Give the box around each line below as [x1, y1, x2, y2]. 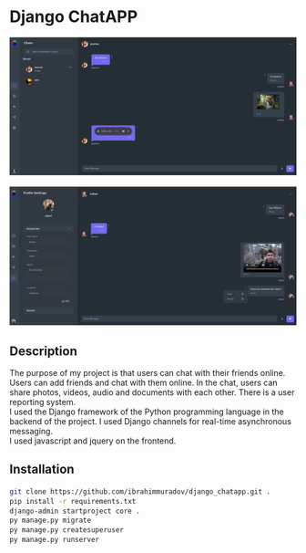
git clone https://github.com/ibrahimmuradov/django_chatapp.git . [9, 486, 271, 496]
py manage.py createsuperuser [9, 526, 125, 535]
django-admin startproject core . [9, 506, 141, 516]
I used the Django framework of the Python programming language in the [9, 406, 284, 417]
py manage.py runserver [9, 536, 100, 545]
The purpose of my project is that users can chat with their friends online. [9, 368, 286, 379]
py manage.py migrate [9, 516, 92, 526]
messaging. [9, 426, 53, 437]
